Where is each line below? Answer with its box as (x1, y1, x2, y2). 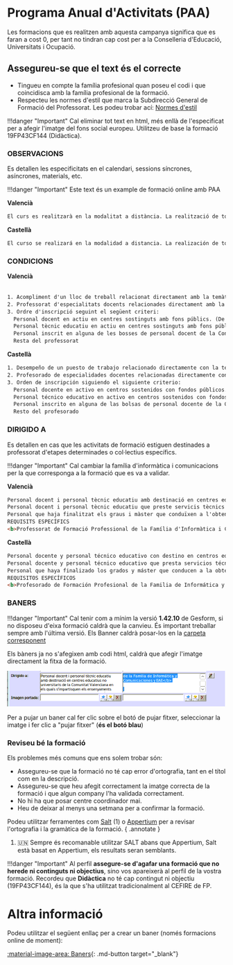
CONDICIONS (7, 256, 54, 266)
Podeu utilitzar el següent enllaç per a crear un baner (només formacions (7, 929, 216, 937)
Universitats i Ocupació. (7, 42, 76, 51)
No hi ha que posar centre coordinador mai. (17, 796, 142, 805)
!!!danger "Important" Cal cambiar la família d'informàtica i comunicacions (7, 461, 218, 470)
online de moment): (7, 937, 63, 945)
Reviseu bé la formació (7, 738, 86, 748)
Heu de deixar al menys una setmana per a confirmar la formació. (17, 804, 205, 812)
